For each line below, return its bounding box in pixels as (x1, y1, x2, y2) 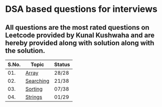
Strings (25, 94, 42, 100)
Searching (25, 78, 50, 84)
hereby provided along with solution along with (5, 39, 155, 47)
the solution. (5, 46, 46, 55)
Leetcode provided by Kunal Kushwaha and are (5, 31, 155, 39)
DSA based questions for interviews (5, 3, 158, 15)
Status (54, 61, 70, 68)
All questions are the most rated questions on (5, 23, 150, 32)
